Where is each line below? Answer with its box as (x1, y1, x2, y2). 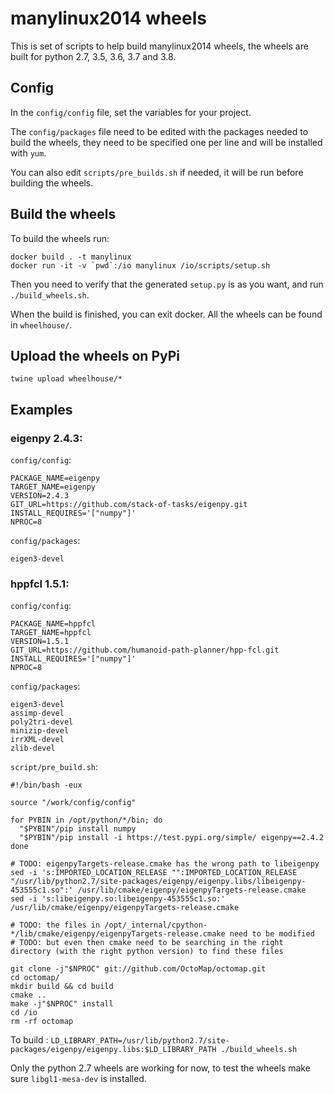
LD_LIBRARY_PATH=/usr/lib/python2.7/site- (50, 1036, 230, 1046)
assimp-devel (10, 708, 65, 719)
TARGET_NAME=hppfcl (10, 628, 92, 638)
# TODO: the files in (10, 920, 101, 931)
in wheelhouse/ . (10, 318, 73, 331)
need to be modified (229, 929, 315, 939)
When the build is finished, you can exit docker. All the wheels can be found (10, 308, 323, 320)
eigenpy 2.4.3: (10, 431, 83, 445)
